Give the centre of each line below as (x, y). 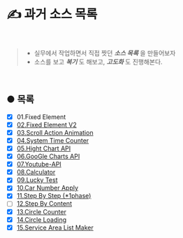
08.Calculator (36, 172)
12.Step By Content (44, 204)
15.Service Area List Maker (55, 227)
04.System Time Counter (53, 140)
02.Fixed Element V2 (47, 125)
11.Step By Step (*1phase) (54, 196)
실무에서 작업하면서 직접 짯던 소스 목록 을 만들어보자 (105, 52)
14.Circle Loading (42, 219)
